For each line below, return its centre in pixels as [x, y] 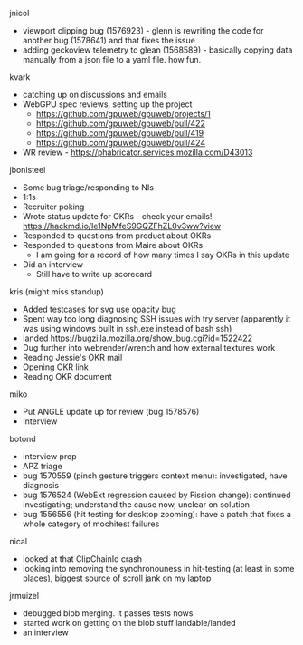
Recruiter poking [53, 207]
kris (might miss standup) [57, 292]
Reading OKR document [67, 376]
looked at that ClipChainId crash [82, 559]
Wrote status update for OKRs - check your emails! [117, 216]
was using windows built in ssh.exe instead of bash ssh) [127, 328]
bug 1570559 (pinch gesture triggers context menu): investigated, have [155, 476]
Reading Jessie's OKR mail [72, 357]
